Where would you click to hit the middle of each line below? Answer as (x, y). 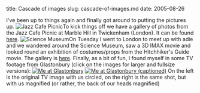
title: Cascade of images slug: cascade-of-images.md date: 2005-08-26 (96, 9)
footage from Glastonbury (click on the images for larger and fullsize (91, 64)
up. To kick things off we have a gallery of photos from (97, 27)
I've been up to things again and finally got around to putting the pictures (96, 20)
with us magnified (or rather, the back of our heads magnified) (83, 83)
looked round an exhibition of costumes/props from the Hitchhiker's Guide (98, 52)
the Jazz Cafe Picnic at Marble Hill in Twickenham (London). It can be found (100, 33)
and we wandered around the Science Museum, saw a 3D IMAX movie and (99, 45)
